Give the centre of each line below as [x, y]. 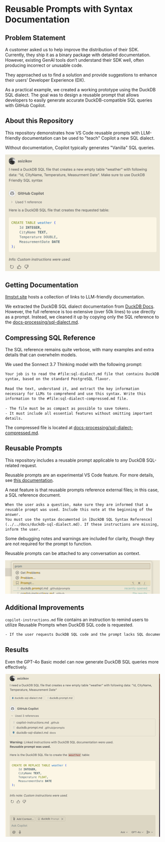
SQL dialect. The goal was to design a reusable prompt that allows [72, 95]
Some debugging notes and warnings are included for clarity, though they [80, 538]
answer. [13, 514]
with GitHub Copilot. [26, 105]
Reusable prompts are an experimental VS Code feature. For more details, [80, 475]
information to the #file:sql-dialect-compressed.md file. [67, 399]
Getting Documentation [42, 285]
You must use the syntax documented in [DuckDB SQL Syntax [67, 519]
